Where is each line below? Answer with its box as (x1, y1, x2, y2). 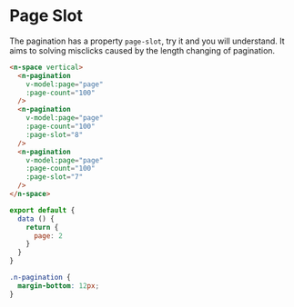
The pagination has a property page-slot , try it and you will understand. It (9, 35, 285, 46)
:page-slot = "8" (25, 130, 84, 139)
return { (25, 223, 59, 232)
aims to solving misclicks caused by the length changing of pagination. (9, 45, 276, 55)
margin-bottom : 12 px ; (17, 281, 100, 291)
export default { (9, 205, 76, 214)
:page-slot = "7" (25, 173, 84, 182)
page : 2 (33, 231, 64, 241)
